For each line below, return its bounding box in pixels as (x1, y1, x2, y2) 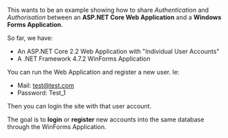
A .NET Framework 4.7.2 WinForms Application (17, 55, 151, 63)
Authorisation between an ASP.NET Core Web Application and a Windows (7, 13, 222, 21)
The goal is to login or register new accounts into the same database (7, 115, 205, 124)
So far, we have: (7, 34, 53, 42)
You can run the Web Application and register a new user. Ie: (7, 68, 180, 76)
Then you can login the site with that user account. (7, 102, 152, 110)
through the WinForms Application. (7, 123, 107, 130)
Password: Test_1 (17, 89, 66, 97)
